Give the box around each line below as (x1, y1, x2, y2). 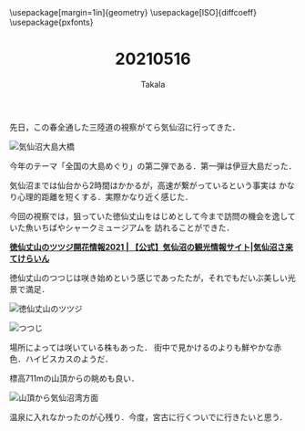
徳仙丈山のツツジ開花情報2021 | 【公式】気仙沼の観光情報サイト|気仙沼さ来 (9, 241, 294, 252)
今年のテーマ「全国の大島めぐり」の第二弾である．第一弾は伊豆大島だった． (9, 160, 297, 171)
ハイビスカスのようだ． (25, 353, 114, 364)
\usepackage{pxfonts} (9, 16, 94, 27)
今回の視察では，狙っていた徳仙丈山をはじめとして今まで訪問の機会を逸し (9, 210, 289, 221)
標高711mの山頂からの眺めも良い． (9, 373, 139, 384)
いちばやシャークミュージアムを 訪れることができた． (33, 222, 235, 233)
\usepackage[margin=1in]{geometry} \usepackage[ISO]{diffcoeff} (9, 7, 258, 17)
